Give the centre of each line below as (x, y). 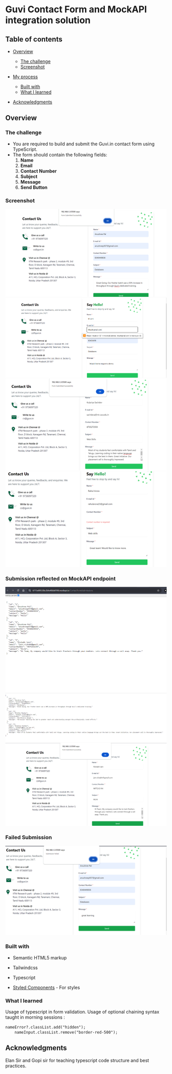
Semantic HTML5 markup (40, 957)
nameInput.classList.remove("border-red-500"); (66, 1032)
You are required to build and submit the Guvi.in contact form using (83, 144)
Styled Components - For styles (46, 987)
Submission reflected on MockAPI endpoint (61, 578)
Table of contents (34, 39)
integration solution (48, 20)
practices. (16, 1066)
